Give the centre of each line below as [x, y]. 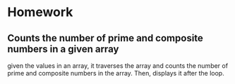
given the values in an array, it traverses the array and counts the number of [117, 66]
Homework [40, 12]
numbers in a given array [63, 49]
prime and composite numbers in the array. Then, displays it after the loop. [116, 73]
